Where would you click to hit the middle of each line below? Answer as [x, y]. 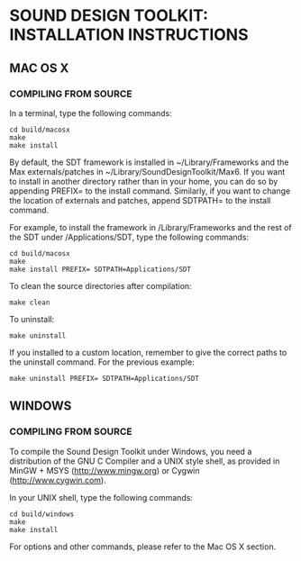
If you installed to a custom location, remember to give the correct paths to [148, 352]
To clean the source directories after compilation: [100, 285]
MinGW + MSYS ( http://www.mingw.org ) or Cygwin [105, 470]
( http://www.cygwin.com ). [58, 480]
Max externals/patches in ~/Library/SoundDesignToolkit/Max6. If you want [147, 171]
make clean [30, 303]
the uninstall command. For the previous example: [102, 362]
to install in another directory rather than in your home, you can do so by [144, 181]
